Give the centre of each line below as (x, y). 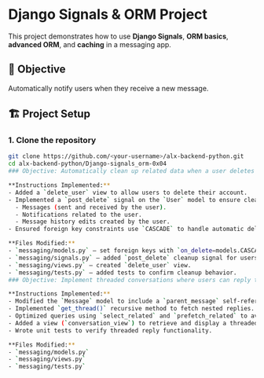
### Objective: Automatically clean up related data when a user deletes (132, 171)
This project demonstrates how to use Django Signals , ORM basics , (119, 36)
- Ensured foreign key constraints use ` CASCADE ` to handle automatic (126, 229)
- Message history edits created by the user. (93, 222)
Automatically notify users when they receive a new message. (108, 88)
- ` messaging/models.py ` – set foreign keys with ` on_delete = (112, 251)
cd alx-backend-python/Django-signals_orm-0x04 (88, 164)
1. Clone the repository (52, 141)
